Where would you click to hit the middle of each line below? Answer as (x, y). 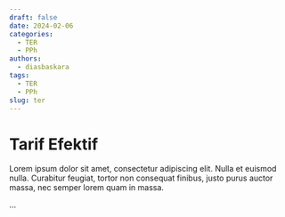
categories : (31, 34)
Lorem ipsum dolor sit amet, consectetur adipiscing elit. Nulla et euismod (143, 169)
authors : (25, 59)
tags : (19, 76)
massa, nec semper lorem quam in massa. (87, 188)
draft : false (33, 17)
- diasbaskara (43, 68)
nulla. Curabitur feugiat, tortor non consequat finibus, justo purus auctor (141, 178)
